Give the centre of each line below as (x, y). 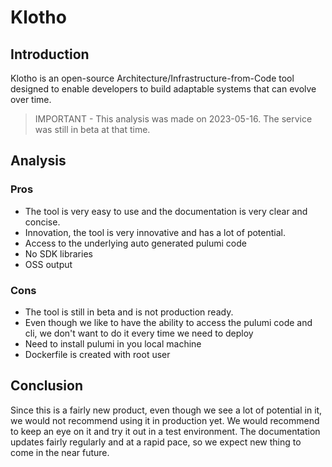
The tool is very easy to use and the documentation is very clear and (166, 211)
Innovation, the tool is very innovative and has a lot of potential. (155, 232)
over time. (31, 99)
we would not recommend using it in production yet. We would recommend (165, 420)
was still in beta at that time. (92, 129)
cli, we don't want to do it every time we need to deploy (139, 333)
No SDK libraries (58, 253)
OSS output (48, 264)
